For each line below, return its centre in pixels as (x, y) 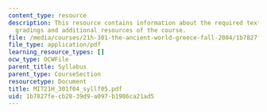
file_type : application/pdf (55, 45)
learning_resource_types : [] (56, 52)
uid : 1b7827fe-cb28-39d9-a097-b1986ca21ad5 (81, 96)
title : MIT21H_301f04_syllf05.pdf (66, 89)
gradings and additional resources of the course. (101, 30)
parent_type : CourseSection (55, 74)
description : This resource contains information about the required (126, 23)
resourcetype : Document (48, 81)
